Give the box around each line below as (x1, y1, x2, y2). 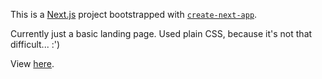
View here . (10, 58, 55, 69)
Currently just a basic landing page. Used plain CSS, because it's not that (10, 28, 313, 39)
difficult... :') (10, 39, 60, 50)
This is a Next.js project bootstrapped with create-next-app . (10, 9, 258, 20)
